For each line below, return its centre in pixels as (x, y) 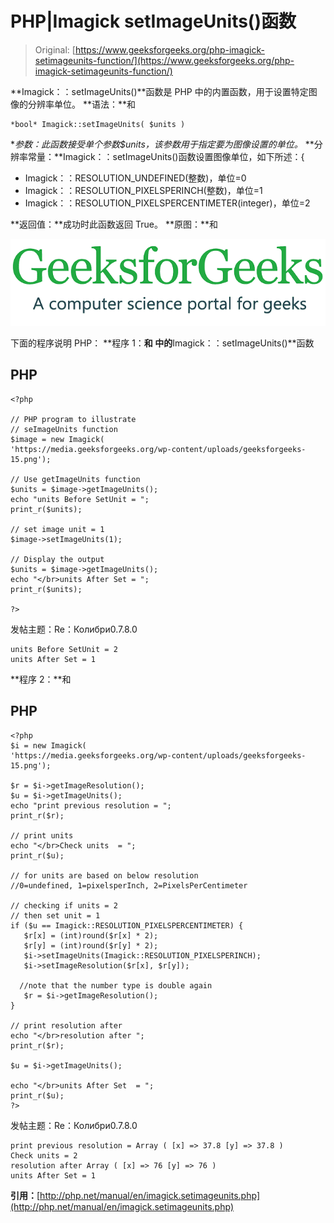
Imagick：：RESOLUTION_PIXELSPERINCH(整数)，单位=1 (143, 190)
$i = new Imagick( (48, 745)
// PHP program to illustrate (73, 419)
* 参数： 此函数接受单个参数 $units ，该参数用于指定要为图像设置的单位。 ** (162, 144)
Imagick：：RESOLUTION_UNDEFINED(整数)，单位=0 (135, 178)
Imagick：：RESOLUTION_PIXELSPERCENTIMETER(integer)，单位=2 (167, 203)
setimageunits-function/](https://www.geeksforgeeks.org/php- (164, 60)
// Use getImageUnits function (75, 479)
